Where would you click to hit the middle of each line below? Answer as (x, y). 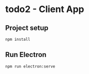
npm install (18, 39)
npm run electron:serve (30, 66)
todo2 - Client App (45, 9)
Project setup (27, 28)
